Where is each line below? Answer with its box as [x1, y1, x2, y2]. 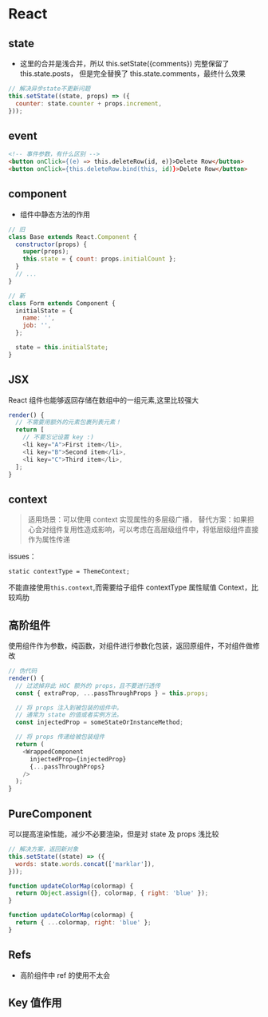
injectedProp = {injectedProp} [29, 755, 127, 763]
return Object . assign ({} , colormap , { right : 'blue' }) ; [15, 889, 209, 897]
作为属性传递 [27, 534, 70, 544]
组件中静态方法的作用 [19, 209, 90, 219]
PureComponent [8, 807, 93, 820]
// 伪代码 [8, 667, 37, 675]
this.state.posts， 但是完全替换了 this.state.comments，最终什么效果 [19, 69, 246, 78]
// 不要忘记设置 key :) [22, 433, 94, 442]
